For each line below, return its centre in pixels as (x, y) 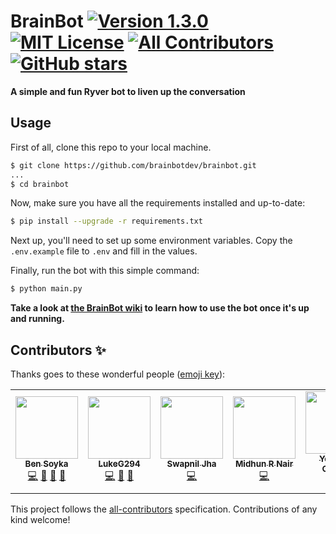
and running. (37, 319)
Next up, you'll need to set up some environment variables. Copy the (151, 241)
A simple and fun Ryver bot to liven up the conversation (128, 91)
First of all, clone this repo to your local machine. (111, 147)
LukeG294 (119, 463)
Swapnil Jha (191, 463)
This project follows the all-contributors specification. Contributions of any (164, 509)
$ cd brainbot (40, 184)
